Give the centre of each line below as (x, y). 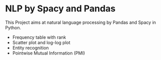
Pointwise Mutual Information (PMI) (49, 53)
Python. (13, 27)
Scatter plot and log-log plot (41, 42)
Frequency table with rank (39, 37)
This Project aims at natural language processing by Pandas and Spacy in (80, 22)
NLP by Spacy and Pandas (60, 9)
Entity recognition (30, 48)
